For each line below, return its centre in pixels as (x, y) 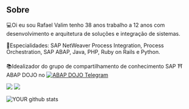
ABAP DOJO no (26, 74)
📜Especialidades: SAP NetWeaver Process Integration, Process (85, 45)
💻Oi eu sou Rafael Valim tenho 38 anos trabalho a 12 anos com (86, 25)
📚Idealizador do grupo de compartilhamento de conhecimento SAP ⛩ (94, 66)
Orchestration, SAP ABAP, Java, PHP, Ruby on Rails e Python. (83, 51)
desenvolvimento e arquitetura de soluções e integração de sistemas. (93, 33)
